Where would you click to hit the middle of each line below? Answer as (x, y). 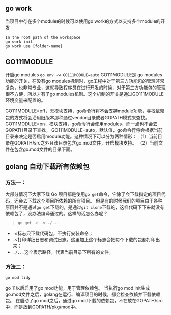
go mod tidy (18, 278)
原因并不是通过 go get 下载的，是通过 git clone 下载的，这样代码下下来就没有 (85, 207)
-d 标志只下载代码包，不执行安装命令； (53, 233)
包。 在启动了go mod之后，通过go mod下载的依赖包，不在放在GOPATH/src (84, 300)
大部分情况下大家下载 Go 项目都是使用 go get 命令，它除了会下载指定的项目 (83, 194)
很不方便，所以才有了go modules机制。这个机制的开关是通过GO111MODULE (84, 94)
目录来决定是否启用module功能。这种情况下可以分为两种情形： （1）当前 (81, 136)
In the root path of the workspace (43, 37)
